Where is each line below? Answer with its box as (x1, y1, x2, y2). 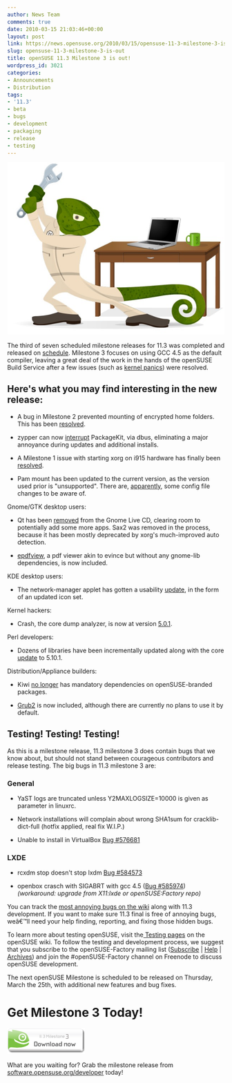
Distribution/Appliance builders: (7, 667, 97, 675)
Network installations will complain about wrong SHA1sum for (17, 814, 192, 823)
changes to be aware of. (17, 489, 86, 497)
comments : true (7, 18, 51, 26)
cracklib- (193, 814, 220, 823)
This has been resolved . (17, 420, 86, 428)
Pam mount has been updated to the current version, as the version (17, 474, 210, 482)
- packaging (7, 128, 41, 135)
